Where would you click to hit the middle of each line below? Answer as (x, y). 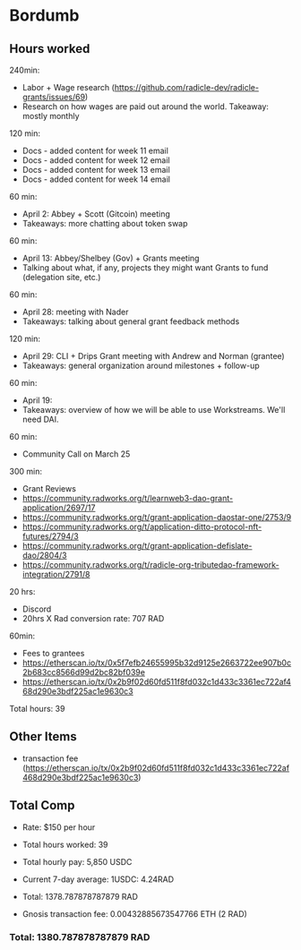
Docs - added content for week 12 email (96, 160)
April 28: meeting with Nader (75, 312)
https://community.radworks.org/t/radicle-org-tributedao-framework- (150, 565)
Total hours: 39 (37, 709)
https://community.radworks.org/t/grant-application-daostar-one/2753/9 (157, 517)
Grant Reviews (49, 488)
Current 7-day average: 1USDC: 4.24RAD (98, 879)
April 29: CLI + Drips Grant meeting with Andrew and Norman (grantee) (153, 356)
